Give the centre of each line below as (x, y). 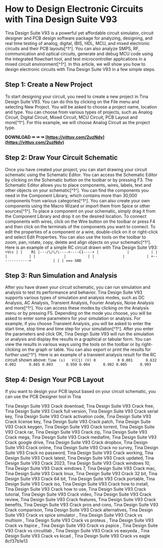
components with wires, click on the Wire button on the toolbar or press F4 (80, 221)
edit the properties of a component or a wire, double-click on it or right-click (81, 232)
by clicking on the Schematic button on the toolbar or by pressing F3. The (79, 180)
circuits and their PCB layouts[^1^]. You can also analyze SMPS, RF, (72, 48)
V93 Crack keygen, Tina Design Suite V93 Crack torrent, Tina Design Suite (80, 427)
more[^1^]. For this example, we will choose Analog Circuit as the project (78, 122)
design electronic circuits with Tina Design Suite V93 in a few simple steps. (80, 69)
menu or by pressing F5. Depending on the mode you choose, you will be (78, 313)
